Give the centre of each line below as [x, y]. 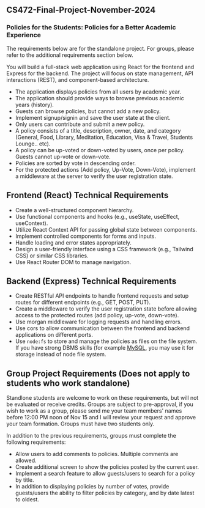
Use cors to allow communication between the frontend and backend [102, 328]
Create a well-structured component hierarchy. [74, 210]
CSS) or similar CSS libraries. [52, 256]
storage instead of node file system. [61, 355]
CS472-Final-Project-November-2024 [81, 10]
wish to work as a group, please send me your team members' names [94, 411]
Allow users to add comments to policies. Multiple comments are [97, 454]
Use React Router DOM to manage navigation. [73, 262]
